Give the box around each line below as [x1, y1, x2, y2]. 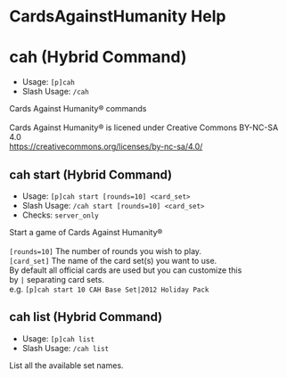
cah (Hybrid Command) [9, 47, 187, 68]
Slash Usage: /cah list [21, 342, 110, 353]
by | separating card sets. [9, 274, 105, 284]
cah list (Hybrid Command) [9, 309, 163, 325]
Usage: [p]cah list [21, 333, 95, 344]
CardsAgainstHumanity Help [9, 6, 226, 27]
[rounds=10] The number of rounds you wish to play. [9, 245, 202, 256]
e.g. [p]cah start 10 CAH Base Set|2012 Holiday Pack [9, 283, 209, 294]
